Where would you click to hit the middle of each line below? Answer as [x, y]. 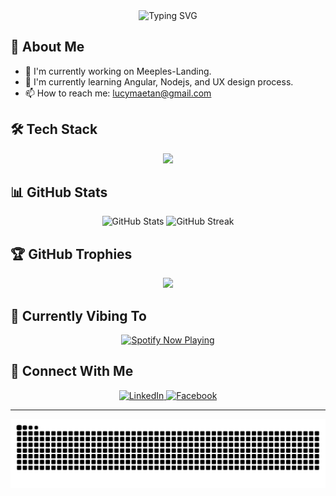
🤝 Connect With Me [72, 371]
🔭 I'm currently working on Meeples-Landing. [118, 71]
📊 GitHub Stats [59, 192]
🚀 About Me [47, 47]
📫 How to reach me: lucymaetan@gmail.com [118, 93]
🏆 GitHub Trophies [71, 254]
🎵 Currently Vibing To [78, 315]
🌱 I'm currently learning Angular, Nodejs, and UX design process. [159, 81]
